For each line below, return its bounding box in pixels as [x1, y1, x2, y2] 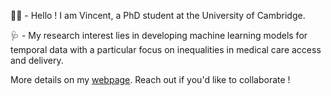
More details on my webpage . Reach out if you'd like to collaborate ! [10, 74, 291, 85]
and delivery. [10, 55, 64, 66]
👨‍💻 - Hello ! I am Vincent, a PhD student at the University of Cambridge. [10, 10, 306, 21]
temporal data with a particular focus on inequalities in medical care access [10, 44, 322, 55]
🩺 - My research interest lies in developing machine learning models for [10, 30, 308, 41]
